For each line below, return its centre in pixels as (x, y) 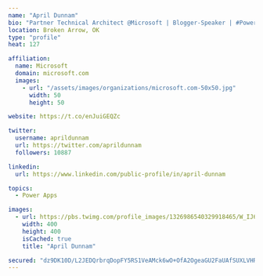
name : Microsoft (41, 66)
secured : (22, 260)
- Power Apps (36, 196)
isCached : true (47, 239)
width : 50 (45, 95)
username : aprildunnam (52, 138)
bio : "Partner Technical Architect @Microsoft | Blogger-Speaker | (121, 23)
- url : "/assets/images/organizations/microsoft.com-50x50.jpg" (129, 88)
